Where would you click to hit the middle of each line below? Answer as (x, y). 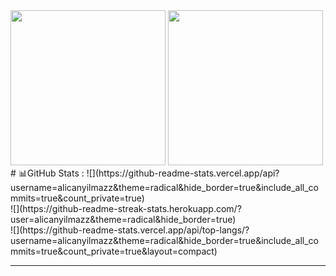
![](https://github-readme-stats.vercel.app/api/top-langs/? (130, 230)
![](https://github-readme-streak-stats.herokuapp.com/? (126, 208)
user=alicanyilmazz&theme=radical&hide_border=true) (123, 219)
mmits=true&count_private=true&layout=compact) (114, 251)
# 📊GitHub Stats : (47, 173)
